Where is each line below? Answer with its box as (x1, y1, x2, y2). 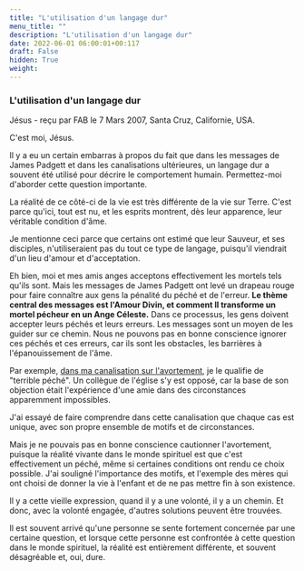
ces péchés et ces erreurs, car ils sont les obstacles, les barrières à (9, 338, 262, 349)
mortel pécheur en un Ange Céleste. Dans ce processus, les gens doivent (9, 309, 289, 320)
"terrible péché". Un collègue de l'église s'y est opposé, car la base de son (9, 375, 289, 386)
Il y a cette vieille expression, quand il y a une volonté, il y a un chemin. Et (9, 496, 284, 506)
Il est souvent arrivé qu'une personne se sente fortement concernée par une (9, 523, 296, 534)
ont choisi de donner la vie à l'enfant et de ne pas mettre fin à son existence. (9, 478, 296, 489)
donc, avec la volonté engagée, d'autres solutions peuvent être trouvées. (9, 506, 283, 516)
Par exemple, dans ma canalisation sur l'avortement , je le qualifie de (9, 366, 264, 376)
